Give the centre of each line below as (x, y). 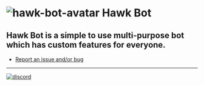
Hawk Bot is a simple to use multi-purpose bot (95, 35)
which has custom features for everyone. (86, 45)
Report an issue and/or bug (49, 59)
